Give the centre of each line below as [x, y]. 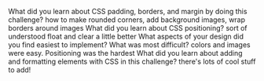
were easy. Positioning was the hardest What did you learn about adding [125, 53]
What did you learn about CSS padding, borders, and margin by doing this [128, 11]
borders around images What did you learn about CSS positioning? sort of [128, 28]
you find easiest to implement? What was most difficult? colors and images [129, 45]
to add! [20, 70]
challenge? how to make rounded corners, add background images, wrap [127, 20]
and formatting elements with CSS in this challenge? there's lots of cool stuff [132, 61]
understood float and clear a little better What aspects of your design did [126, 36]
